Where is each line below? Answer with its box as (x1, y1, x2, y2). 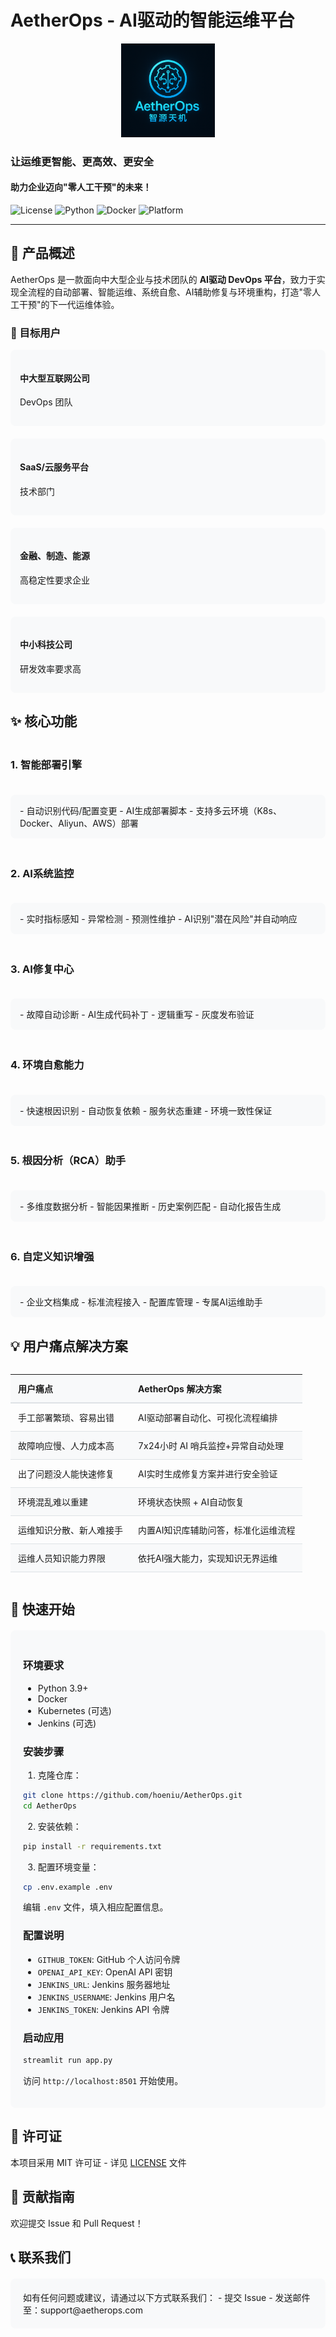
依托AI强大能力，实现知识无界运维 (138, 1552, 278, 1564)
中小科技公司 (19, 639, 73, 651)
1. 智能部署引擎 (10, 758, 83, 772)
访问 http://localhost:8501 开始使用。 (23, 2074, 184, 2086)
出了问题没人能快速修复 (18, 1467, 115, 1480)
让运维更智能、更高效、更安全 (10, 154, 155, 168)
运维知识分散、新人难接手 (18, 1524, 123, 1536)
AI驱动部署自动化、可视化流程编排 (138, 1411, 278, 1423)
